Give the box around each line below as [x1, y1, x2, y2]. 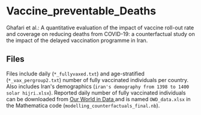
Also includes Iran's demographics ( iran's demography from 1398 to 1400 [6, 83, 190, 90]
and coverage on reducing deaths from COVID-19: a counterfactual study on [6, 30, 195, 37]
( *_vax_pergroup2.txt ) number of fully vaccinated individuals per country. [6, 76, 189, 83]
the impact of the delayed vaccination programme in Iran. [6, 37, 148, 44]
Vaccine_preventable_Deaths [6, 4, 157, 18]
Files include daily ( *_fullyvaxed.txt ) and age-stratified [6, 70, 145, 77]
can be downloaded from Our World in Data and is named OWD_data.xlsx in [6, 95, 191, 102]
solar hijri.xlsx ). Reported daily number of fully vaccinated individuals [6, 89, 186, 96]
